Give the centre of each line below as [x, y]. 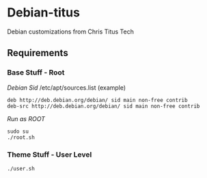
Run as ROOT [26, 118]
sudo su [18, 131]
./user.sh [21, 168]
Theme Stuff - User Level [50, 154]
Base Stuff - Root [36, 73]
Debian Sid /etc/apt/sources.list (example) [67, 88]
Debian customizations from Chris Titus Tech [71, 31]
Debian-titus [44, 13]
